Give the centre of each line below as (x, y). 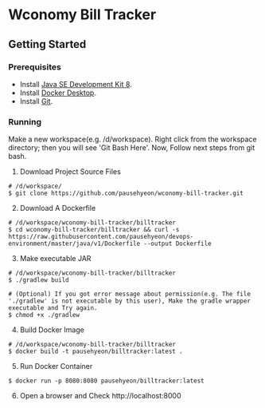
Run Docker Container (56, 366)
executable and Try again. (53, 308)
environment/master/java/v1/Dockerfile (74, 244)
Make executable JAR (55, 259)
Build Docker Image (52, 330)
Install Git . (36, 101)
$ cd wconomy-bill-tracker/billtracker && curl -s (94, 230)
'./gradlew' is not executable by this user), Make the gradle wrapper (129, 301)
